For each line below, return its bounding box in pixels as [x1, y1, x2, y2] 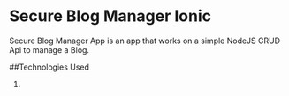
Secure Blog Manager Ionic [9, 6, 212, 26]
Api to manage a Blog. [9, 44, 90, 55]
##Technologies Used [9, 62, 90, 72]
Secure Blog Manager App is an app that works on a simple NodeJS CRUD [9, 35, 281, 46]
